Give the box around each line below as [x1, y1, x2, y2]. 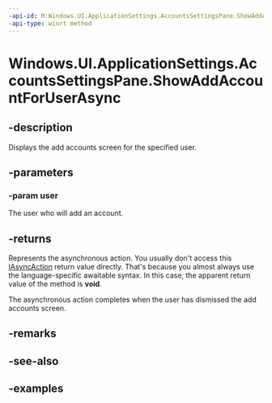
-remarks [8, 327, 57, 341]
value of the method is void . [8, 279, 103, 288]
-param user [8, 189, 59, 201]
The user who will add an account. [8, 208, 124, 218]
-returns [8, 231, 52, 245]
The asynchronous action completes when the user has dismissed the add [8, 295, 257, 304]
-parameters [8, 165, 74, 179]
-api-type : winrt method [8, 19, 92, 28]
